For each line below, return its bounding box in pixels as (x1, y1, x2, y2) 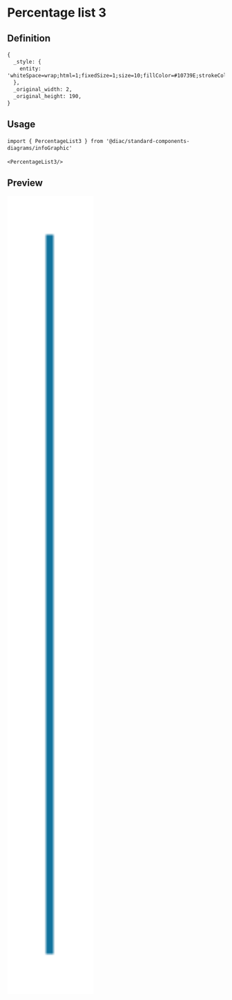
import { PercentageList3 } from (7, 137, 104, 144)
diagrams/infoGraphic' (7, 144, 72, 151)
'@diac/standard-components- (106, 137, 190, 144)
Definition (7, 32, 50, 44)
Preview (7, 177, 43, 189)
